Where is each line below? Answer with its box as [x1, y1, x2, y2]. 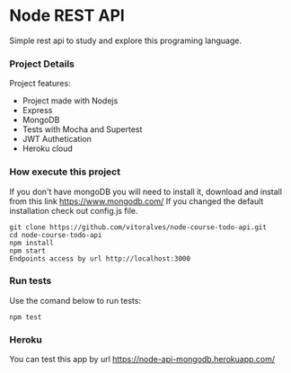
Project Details [9, 58, 75, 70]
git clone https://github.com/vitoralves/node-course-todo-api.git [9, 222, 268, 232]
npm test [9, 312, 42, 322]
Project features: [9, 78, 71, 89]
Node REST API [9, 5, 126, 26]
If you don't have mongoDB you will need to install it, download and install [9, 186, 283, 197]
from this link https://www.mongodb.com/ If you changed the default [9, 195, 264, 207]
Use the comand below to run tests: [9, 295, 142, 306]
